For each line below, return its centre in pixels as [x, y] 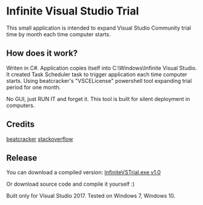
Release [22, 158]
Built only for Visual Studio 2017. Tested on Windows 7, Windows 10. [91, 196]
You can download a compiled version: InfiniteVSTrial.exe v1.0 [84, 172]
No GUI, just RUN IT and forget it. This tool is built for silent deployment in [98, 99]
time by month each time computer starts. [58, 34]
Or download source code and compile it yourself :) [71, 184]
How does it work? [42, 54]
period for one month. [34, 87]
